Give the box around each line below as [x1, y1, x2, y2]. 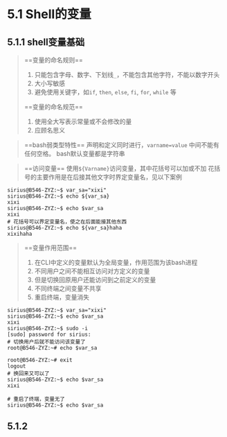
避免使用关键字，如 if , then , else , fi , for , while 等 [34, 88, 176, 96]
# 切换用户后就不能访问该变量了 [7, 339, 86, 345]
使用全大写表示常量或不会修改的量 [34, 117, 132, 126]
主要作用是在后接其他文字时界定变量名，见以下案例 [36, 173, 182, 181]
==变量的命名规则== [24, 56, 83, 64]
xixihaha [7, 230, 33, 237]
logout [7, 363, 26, 370]
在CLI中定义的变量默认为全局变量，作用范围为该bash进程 [34, 258, 198, 266]
